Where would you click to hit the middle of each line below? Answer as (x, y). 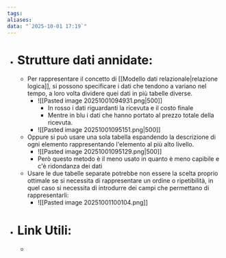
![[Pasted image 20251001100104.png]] (93, 203)
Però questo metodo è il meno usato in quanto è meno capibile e (128, 159)
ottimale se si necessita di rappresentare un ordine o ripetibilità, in (120, 181)
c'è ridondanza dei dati (70, 166)
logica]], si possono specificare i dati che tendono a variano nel (117, 86)
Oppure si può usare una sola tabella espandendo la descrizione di (121, 137)
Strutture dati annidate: (85, 60)
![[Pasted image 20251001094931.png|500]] (100, 101)
